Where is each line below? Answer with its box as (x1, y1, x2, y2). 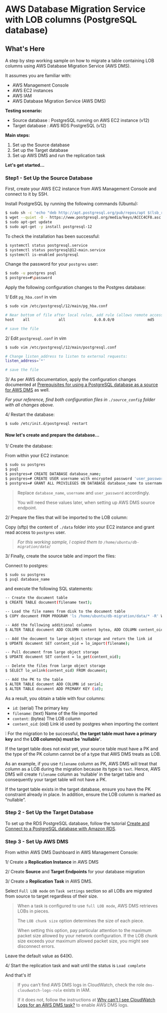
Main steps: (5, 132, 30, 138)
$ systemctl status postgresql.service (5, 243, 88, 248)
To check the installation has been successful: (5, 233, 100, 239)
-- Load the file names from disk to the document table (5, 609, 126, 614)
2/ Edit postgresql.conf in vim (5, 335, 67, 341)
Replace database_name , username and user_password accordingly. (17, 490, 150, 496)
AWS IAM (12, 93, 32, 99)
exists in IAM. (63, 987, 91, 993)
